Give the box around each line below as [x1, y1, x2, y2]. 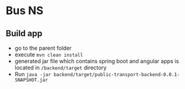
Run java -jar [14, 71, 51, 77]
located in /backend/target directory [14, 64, 107, 71]
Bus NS [6, 4, 43, 18]
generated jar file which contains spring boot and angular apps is [14, 58, 179, 64]
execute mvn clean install [14, 51, 83, 58]
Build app [6, 28, 43, 39]
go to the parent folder [14, 44, 72, 52]
